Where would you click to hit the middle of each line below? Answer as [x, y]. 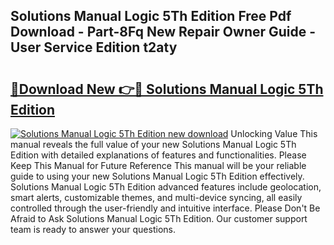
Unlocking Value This [274, 133]
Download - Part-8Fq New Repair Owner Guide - [163, 32]
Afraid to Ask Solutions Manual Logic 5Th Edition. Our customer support [159, 218]
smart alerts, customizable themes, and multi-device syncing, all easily [156, 197]
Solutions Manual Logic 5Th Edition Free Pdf [151, 16]
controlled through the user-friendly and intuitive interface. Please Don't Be [165, 208]
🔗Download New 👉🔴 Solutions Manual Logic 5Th [167, 89]
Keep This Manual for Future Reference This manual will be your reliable [158, 165]
